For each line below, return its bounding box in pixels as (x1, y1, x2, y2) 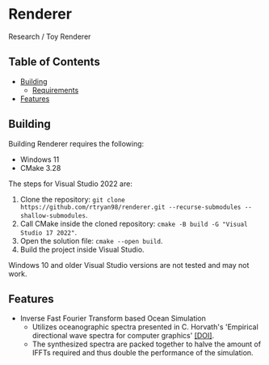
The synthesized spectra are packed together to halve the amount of (32, 339, 261, 349)
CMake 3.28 (19, 163, 61, 172)
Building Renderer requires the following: (8, 138, 145, 148)
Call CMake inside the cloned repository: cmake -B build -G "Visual (19, 219, 248, 228)
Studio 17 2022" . (19, 227, 78, 237)
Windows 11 (19, 155, 60, 164)
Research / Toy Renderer (8, 32, 91, 41)
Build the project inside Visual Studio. (19, 244, 145, 254)
